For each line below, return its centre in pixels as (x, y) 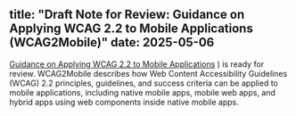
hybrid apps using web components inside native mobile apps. (124, 102)
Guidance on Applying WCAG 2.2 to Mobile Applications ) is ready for (137, 64)
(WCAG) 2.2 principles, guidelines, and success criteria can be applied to (144, 83)
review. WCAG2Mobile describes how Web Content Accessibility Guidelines (148, 73)
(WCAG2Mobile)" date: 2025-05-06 (112, 42)
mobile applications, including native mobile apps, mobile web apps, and (143, 92)
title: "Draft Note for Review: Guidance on (127, 15)
